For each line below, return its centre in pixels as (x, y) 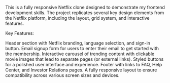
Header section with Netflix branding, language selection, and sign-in (78, 43)
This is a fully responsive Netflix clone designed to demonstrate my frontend (85, 7)
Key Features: (20, 33)
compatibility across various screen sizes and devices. (62, 75)
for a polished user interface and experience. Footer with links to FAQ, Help (84, 65)
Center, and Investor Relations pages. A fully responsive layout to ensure (81, 70)
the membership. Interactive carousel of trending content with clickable (80, 54)
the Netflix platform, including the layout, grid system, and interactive (77, 18)
